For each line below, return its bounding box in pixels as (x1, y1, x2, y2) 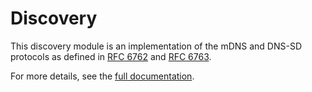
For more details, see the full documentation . (10, 70, 195, 82)
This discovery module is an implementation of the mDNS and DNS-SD (10, 40, 303, 52)
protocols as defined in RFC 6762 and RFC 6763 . (10, 50, 212, 62)
